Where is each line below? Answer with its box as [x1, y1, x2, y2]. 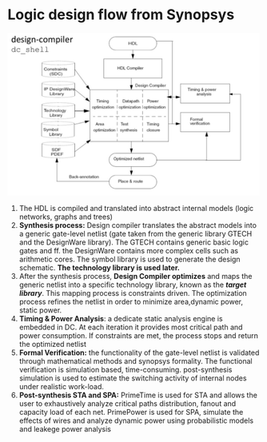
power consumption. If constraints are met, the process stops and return [18, 330, 259, 340]
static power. [18, 305, 62, 315]
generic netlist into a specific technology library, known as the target [18, 280, 247, 289]
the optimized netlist [18, 339, 87, 348]
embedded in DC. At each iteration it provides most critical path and [18, 322, 243, 332]
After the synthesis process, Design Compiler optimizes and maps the [18, 271, 253, 281]
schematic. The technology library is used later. [18, 262, 181, 273]
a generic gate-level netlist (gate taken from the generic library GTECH [18, 229, 253, 238]
